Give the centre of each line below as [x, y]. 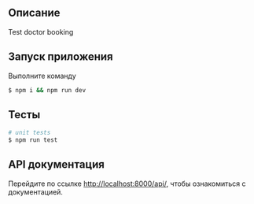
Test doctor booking [41, 32]
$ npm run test [33, 140]
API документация [56, 165]
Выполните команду [42, 76]
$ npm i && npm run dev [47, 90]
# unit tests [29, 133]
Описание [34, 13]
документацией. [35, 191]
